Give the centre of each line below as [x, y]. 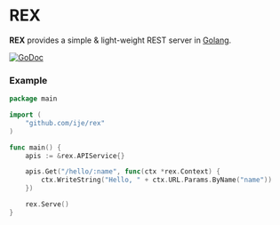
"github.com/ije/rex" [65, 123]
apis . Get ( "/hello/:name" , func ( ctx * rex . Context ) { [123, 172]
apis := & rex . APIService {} [75, 156]
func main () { [36, 148]
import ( [25, 115]
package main [33, 99]
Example [28, 80]
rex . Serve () [47, 205]
